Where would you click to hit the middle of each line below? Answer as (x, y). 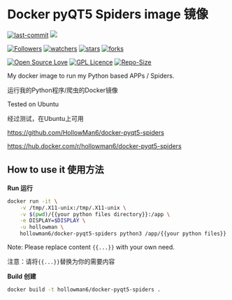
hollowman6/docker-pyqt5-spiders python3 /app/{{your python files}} (123, 234)
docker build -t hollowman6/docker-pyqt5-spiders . (84, 290)
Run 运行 (20, 188)
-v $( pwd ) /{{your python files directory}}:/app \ (95, 214)
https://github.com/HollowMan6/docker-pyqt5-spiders (86, 132)
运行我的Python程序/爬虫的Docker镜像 (63, 90)
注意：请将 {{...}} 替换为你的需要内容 (61, 262)
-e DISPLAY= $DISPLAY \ (53, 221)
